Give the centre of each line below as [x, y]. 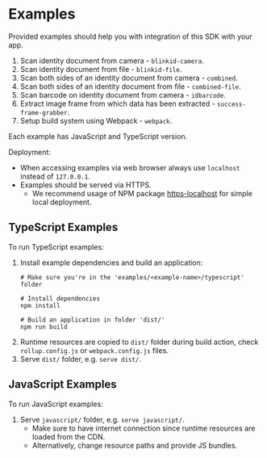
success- [232, 104]
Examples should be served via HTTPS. [86, 185]
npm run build [44, 327]
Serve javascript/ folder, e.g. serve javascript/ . [102, 419]
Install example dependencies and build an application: [111, 263]
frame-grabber [44, 113]
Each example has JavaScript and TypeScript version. [98, 136]
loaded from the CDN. [69, 436]
